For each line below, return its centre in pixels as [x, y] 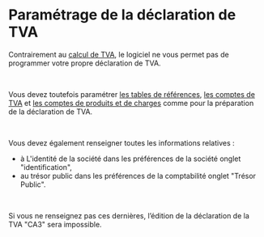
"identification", [46, 167]
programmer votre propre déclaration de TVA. [85, 63]
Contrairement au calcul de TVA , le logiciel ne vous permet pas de [119, 54]
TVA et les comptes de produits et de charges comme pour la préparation [131, 103]
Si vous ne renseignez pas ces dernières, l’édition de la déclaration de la [129, 215]
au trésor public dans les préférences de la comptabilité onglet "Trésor [138, 176]
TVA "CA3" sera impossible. [55, 224]
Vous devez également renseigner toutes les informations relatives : [121, 142]
